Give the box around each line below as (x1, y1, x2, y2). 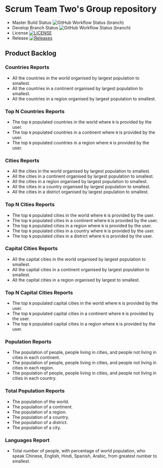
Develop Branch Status (12, 24, 58, 30)
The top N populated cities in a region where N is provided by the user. (12, 223, 152, 228)
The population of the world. (12, 399, 70, 405)
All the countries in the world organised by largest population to (12, 75, 140, 81)
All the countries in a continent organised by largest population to (12, 85, 144, 91)
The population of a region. (12, 409, 67, 415)
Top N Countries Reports (5, 108, 65, 115)
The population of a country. (12, 414, 70, 420)
